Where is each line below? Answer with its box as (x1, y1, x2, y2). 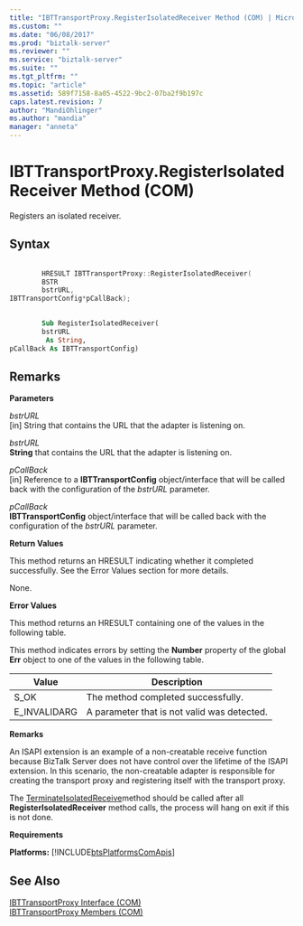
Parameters (9, 393, 54, 404)
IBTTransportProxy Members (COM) (9, 907, 143, 918)
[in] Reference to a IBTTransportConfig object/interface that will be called (9, 474, 286, 485)
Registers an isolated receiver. (9, 210, 122, 221)
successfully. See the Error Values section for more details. (9, 566, 229, 576)
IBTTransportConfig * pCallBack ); (9, 295, 131, 304)
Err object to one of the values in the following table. (9, 654, 205, 665)
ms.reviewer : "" (9, 47, 70, 56)
